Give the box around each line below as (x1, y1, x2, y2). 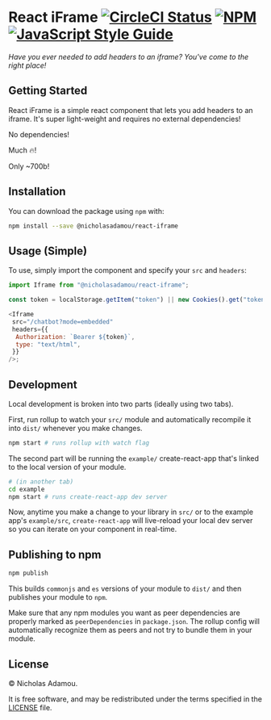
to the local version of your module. (8, 462, 127, 471)
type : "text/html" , (15, 340, 81, 349)
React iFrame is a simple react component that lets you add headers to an (8, 105, 253, 115)
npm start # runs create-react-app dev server (8, 492, 168, 500)
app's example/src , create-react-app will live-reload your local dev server (8, 516, 253, 525)
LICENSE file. (8, 702, 52, 712)
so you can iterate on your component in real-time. (8, 525, 177, 534)
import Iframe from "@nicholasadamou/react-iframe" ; (8, 281, 190, 290)
